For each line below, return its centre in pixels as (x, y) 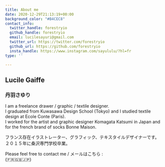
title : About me (22, 10)
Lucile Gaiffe (25, 80)
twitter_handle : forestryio (39, 28)
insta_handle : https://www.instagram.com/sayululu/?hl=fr (71, 51)
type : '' (14, 56)
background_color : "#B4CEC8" (35, 19)
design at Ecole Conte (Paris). (35, 117)
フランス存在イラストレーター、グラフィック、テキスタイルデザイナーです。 (82, 137)
